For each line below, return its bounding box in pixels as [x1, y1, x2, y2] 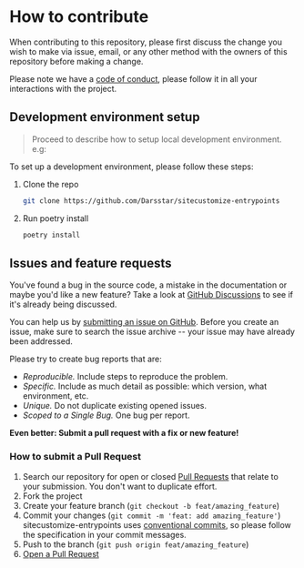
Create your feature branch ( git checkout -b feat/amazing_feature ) [22, 500, 280, 511]
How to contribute [9, 6, 149, 27]
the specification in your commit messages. [22, 529, 187, 540]
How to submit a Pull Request [9, 451, 142, 463]
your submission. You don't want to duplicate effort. [22, 481, 218, 492]
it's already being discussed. [9, 299, 117, 310]
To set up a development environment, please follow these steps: [9, 161, 254, 172]
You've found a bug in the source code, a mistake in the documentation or [9, 279, 288, 290]
